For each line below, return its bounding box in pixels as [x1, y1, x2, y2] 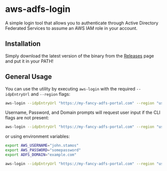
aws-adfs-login [5, 3, 71, 15]
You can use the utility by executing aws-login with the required [5, 85, 136, 91]
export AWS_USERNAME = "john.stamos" [5, 143, 79, 148]
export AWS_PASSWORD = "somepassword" [5, 148, 81, 153]
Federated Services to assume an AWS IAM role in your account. [5, 25, 138, 31]
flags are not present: [5, 115, 49, 121]
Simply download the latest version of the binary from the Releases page [5, 53, 154, 59]
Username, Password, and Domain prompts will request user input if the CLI [5, 109, 161, 115]
